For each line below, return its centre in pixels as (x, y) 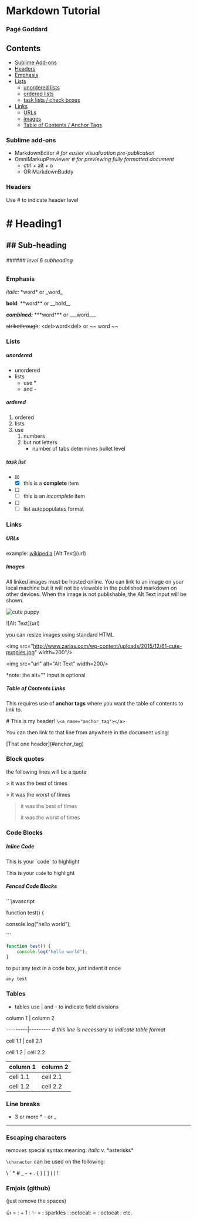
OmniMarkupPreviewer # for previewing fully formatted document (94, 159)
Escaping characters (36, 1137)
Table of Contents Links (36, 688)
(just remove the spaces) (36, 1201)
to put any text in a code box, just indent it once (64, 968)
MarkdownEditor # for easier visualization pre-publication (84, 153)
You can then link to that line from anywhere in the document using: (88, 732)
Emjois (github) (28, 1188)
